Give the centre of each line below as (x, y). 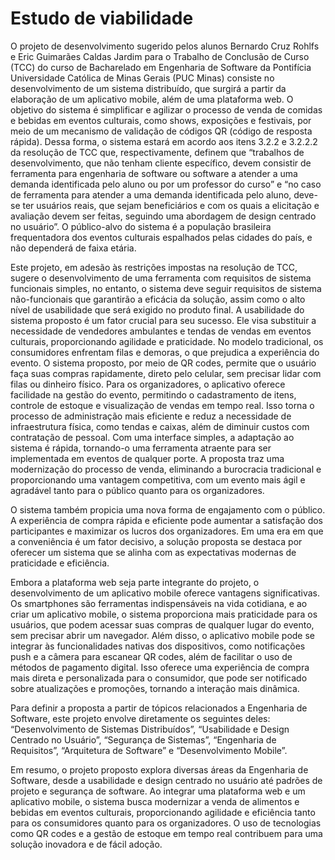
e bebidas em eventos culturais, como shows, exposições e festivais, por (161, 120)
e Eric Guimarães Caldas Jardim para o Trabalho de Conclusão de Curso (160, 56)
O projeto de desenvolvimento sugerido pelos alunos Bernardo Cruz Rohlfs (165, 46)
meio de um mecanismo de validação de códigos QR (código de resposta (161, 131)
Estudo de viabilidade (102, 18)
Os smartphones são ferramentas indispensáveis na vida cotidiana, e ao (159, 603)
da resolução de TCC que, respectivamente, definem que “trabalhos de (157, 152)
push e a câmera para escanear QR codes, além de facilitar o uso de (151, 656)
